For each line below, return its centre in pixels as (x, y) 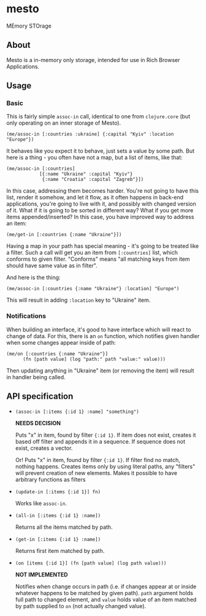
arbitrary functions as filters (50, 479)
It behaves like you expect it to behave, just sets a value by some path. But (101, 151)
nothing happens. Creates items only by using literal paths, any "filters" (105, 466)
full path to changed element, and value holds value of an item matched (106, 599)
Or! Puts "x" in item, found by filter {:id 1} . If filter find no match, (98, 460)
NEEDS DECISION (38, 423)
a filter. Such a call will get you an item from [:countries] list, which (92, 253)
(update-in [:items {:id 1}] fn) (58, 492)
